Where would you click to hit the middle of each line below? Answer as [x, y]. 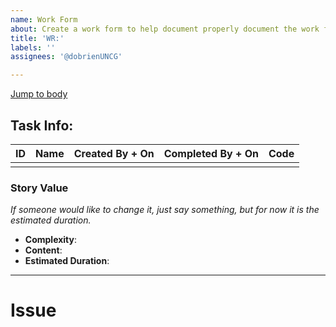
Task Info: [42, 125]
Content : [43, 250]
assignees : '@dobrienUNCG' [66, 57]
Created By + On [114, 153]
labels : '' [33, 47]
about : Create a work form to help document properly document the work [165, 29]
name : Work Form [44, 19]
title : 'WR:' [37, 38]
